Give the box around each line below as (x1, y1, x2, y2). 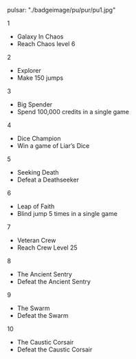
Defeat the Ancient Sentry (16, 278, 91, 285)
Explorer (16, 67, 41, 74)
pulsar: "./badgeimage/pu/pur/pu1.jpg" (7, 6, 116, 14)
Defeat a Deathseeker (16, 175, 79, 184)
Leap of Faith (16, 202, 55, 210)
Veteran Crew (16, 237, 56, 244)
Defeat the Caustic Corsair (16, 345, 93, 353)
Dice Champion (16, 134, 61, 142)
